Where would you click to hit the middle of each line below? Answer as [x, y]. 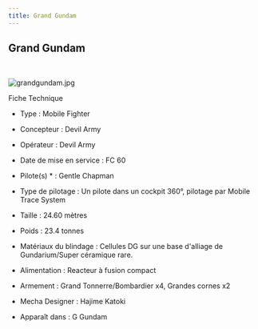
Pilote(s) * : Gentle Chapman [67, 176]
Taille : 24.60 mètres [54, 215]
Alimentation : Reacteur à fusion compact [88, 271]
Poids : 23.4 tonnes [52, 231]
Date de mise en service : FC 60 [73, 160]
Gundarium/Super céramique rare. [76, 255]
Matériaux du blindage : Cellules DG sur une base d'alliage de [121, 247]
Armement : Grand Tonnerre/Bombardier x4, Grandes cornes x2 [125, 286]
